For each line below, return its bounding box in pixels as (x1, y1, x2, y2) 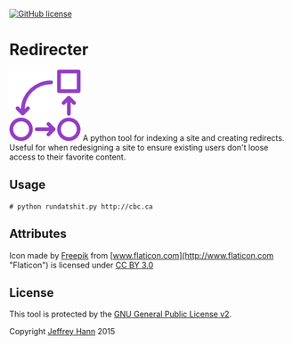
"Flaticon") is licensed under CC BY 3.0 (9, 259, 154, 270)
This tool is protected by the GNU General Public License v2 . (9, 308, 232, 320)
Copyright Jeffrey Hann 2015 (9, 326, 116, 337)
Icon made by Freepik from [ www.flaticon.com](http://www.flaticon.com (9, 250, 274, 260)
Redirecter (9, 40, 89, 60)
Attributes (9, 226, 67, 242)
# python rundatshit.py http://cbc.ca (9, 201, 153, 211)
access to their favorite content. (9, 152, 126, 162)
